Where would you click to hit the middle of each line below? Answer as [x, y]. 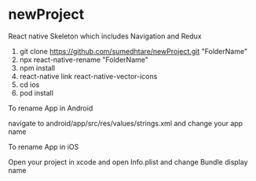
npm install [37, 67]
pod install [36, 92]
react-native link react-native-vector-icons [88, 76]
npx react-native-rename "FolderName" [84, 60]
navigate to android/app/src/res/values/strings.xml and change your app [126, 123]
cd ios [29, 85]
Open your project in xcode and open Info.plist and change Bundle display [128, 161]
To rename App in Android [51, 108]
